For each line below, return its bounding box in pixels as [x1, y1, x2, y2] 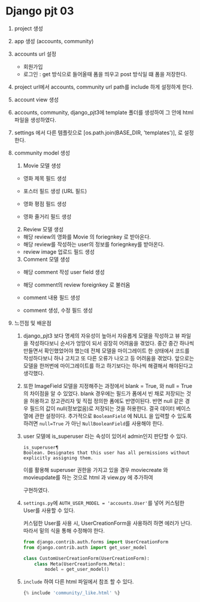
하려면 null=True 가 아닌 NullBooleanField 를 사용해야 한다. [23, 420, 164, 427]
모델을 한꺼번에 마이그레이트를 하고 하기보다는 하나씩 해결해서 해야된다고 [23, 362, 193, 369]
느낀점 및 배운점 [14, 319, 51, 326]
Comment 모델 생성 [23, 255, 70, 263]
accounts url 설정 [14, 50, 57, 58]
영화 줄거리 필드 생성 [23, 213, 72, 220]
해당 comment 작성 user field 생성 [23, 268, 105, 275]
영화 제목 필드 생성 [23, 174, 67, 182]
